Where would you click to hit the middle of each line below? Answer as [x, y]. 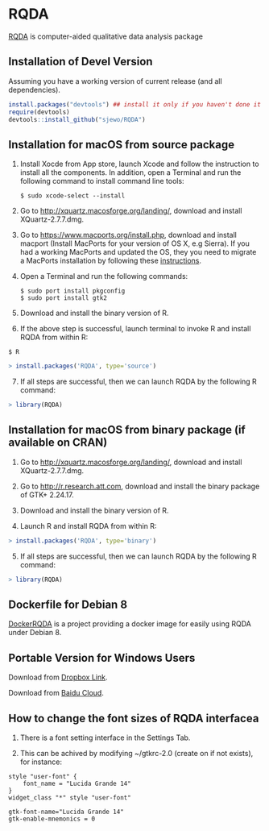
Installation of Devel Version [81, 62]
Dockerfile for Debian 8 [68, 604]
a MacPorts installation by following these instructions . [111, 261]
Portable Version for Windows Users [102, 658]
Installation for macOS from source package [122, 145]
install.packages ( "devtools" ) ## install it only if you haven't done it [135, 104]
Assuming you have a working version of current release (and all [116, 81]
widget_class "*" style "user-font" [70, 798]
